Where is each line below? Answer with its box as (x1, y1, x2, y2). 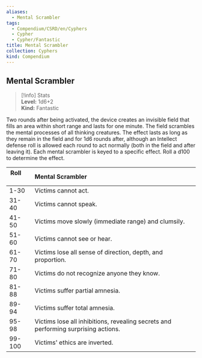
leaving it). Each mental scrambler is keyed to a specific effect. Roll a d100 (6, 148, 191, 155)
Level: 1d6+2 (20, 98, 54, 105)
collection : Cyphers (6, 48, 58, 54)
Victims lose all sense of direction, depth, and (34, 248, 164, 256)
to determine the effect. (6, 155, 65, 162)
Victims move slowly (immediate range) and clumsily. (34, 217, 185, 226)
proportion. (34, 256, 66, 264)
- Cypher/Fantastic (11, 37, 61, 43)
